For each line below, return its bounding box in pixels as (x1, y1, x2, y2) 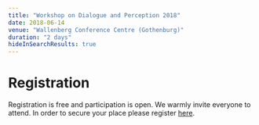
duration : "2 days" (8, 33, 72, 41)
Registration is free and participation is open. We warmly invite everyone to (8, 100, 251, 109)
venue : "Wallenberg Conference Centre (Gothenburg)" (8, 26, 184, 34)
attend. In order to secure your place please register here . (8, 109, 195, 118)
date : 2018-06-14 (8, 19, 65, 27)
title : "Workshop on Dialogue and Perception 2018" (8, 11, 181, 20)
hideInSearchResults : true (8, 41, 97, 48)
